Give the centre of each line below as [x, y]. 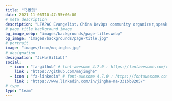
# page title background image [39, 29]
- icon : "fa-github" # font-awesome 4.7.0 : [59, 67]
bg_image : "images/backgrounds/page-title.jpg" [57, 39]
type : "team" [19, 91]
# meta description [26, 19]
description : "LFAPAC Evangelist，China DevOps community [68, 24]
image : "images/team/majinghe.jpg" [43, 48]
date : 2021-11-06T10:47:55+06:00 [41, 15]
